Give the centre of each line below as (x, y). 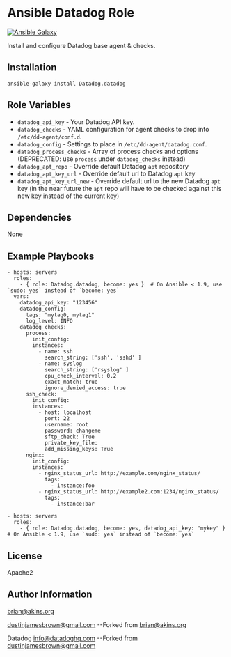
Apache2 (20, 572)
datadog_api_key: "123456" (59, 303)
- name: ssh (55, 352)
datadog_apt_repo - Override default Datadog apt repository (103, 166)
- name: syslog (60, 364)
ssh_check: (41, 394)
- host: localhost (65, 412)
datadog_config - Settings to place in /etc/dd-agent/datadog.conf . (112, 144)
